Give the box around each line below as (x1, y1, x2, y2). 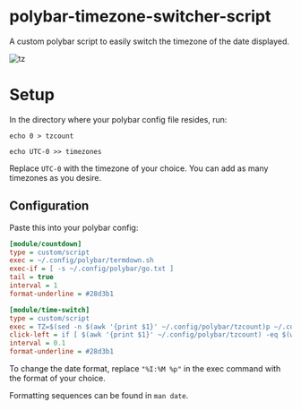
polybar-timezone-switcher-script (9, 6, 271, 27)
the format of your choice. (9, 373, 106, 384)
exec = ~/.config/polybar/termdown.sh (9, 256, 154, 265)
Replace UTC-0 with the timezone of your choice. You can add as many (9, 163, 269, 174)
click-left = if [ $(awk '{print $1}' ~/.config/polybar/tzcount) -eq (9, 330, 279, 339)
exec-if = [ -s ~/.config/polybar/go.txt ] (9, 264, 175, 274)
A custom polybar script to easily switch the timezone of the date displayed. (9, 36, 289, 47)
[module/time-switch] (9, 305, 90, 314)
